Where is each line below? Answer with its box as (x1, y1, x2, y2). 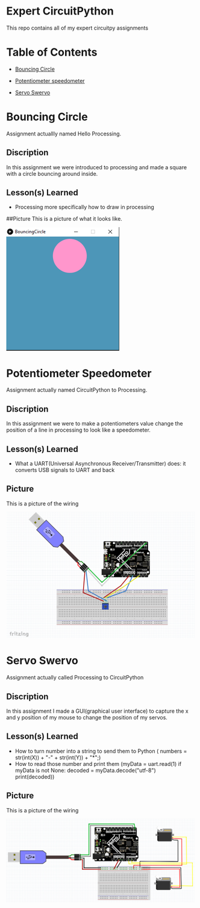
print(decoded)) (14, 773, 55, 780)
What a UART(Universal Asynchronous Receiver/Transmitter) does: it (14, 460, 186, 467)
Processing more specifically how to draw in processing (14, 204, 155, 211)
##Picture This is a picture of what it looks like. (6, 215, 122, 222)
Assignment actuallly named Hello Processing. (6, 130, 122, 137)
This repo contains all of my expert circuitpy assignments (6, 24, 149, 31)
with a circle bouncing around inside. (6, 170, 98, 177)
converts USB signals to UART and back (14, 467, 115, 473)
